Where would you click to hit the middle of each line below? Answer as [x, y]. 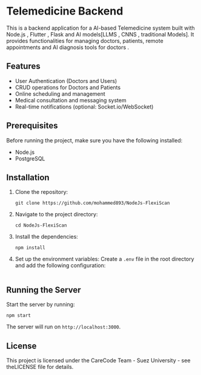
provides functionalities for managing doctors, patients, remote [85, 41]
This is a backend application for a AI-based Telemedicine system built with [100, 28]
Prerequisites [32, 126]
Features [23, 66]
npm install [30, 248]
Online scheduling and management [60, 94]
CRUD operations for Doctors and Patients [68, 87]
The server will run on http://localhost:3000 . [64, 327]
